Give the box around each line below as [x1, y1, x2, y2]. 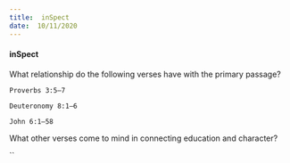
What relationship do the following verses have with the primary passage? [9, 69, 281, 79]
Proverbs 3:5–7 [9, 86, 66, 94]
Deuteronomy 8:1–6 [9, 102, 78, 110]
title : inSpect [9, 12, 70, 22]
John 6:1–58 [9, 117, 54, 126]
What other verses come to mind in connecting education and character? [9, 133, 278, 143]
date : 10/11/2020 [9, 21, 78, 30]
